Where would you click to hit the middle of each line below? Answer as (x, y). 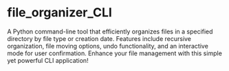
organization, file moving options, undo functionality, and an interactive (108, 46)
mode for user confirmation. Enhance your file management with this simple (115, 53)
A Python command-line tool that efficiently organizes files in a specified (110, 31)
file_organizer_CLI (59, 13)
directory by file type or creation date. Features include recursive (99, 38)
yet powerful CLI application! (48, 60)
